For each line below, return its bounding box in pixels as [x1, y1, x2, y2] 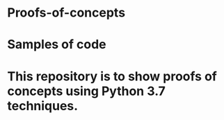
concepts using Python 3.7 [7, 83, 166, 98]
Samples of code [7, 37, 106, 53]
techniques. [7, 98, 79, 114]
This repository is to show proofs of [7, 68, 217, 84]
